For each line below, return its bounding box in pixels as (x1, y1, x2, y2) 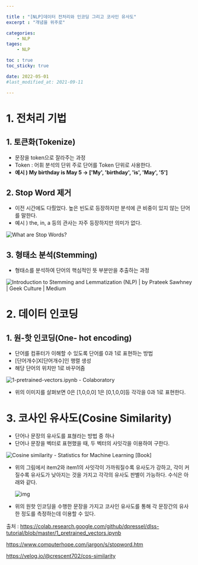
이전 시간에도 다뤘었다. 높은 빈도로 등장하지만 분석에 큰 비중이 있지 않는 (14, 205, 180, 212)
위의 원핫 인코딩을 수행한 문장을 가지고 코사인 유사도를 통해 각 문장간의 (14, 503, 178, 510)
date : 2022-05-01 (6, 74, 49, 79)
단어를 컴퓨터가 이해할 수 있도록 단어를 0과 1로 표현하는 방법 (14, 350, 153, 357)
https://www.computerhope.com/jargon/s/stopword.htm (6, 541, 143, 548)
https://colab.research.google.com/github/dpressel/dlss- (20, 523, 159, 530)
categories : (6, 30, 36, 36)
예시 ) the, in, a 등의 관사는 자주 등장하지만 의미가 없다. (14, 219, 142, 226)
